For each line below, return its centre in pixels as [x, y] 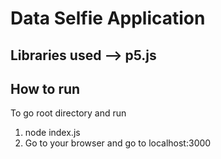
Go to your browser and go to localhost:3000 [118, 143]
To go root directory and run [68, 113]
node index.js [52, 133]
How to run [45, 88]
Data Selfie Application [108, 18]
